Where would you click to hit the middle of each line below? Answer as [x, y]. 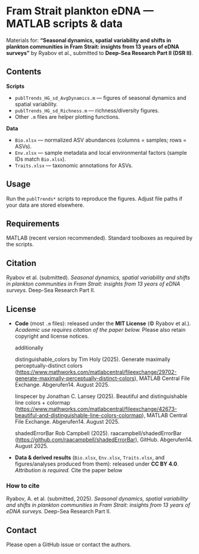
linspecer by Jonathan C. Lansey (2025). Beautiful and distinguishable [101, 396]
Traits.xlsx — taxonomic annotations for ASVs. [74, 165]
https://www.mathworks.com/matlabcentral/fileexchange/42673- [97, 409]
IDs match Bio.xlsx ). [41, 159]
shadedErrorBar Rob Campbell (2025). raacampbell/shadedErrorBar [98, 433]
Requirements [33, 223]
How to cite [23, 485]
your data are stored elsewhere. [45, 205]
